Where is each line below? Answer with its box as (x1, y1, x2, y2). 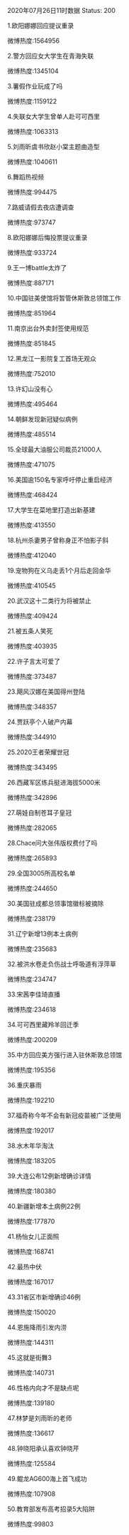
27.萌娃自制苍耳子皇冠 (7, 808, 72, 817)
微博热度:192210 (7, 1096, 55, 1104)
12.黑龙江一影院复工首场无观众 (7, 355, 97, 363)
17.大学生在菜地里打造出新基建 (7, 506, 96, 514)
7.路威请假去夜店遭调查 (7, 203, 74, 212)
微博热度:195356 (7, 1066, 56, 1074)
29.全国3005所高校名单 (7, 869, 76, 878)
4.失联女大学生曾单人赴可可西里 (7, 113, 101, 120)
